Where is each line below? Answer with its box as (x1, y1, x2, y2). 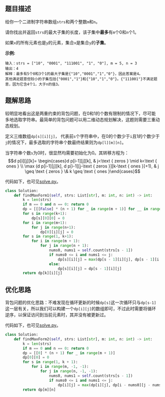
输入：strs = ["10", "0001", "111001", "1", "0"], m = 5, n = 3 (5, 61, 137, 66)
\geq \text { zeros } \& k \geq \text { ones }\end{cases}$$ (24, 168, 141, 174)
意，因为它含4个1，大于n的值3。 (5, 82, 62, 87)
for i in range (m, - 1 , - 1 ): (31, 364, 89, 369)
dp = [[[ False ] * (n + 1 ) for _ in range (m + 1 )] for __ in (23, 206, 148, 212)
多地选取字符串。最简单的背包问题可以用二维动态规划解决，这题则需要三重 (5, 116, 156, 122)
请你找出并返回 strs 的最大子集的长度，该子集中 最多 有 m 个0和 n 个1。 (5, 29, 139, 35)
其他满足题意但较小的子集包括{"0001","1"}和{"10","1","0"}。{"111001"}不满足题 (5, 76, 158, 81)
